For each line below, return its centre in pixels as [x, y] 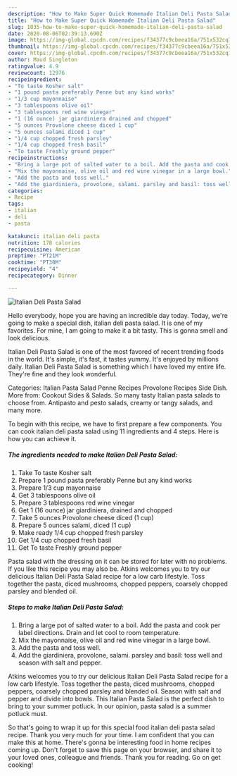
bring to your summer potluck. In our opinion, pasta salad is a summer [109, 706]
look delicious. [29, 338]
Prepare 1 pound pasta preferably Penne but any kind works [105, 480]
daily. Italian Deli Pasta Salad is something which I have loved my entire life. [117, 367]
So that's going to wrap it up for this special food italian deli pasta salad [111, 727]
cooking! [21, 765]
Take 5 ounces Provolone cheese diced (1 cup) [86, 517]
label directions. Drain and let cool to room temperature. [99, 632]
